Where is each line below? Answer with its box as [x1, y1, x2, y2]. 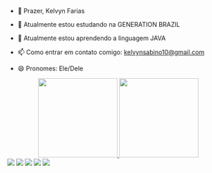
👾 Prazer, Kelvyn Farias [17, 7, 85, 15]
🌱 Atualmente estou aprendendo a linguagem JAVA [17, 34, 166, 42]
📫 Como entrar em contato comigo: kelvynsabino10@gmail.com [17, 48, 205, 56]
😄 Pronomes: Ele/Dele [17, 64, 83, 72]
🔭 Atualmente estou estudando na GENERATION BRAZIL [17, 20, 180, 28]
